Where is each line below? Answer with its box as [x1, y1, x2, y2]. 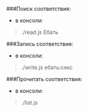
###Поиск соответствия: [6, 5, 71, 12]
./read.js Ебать [21, 28, 59, 36]
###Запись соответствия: [6, 41, 73, 47]
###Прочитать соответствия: [6, 76, 83, 82]
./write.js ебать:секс [21, 64, 73, 71]
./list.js [21, 99, 38, 106]
